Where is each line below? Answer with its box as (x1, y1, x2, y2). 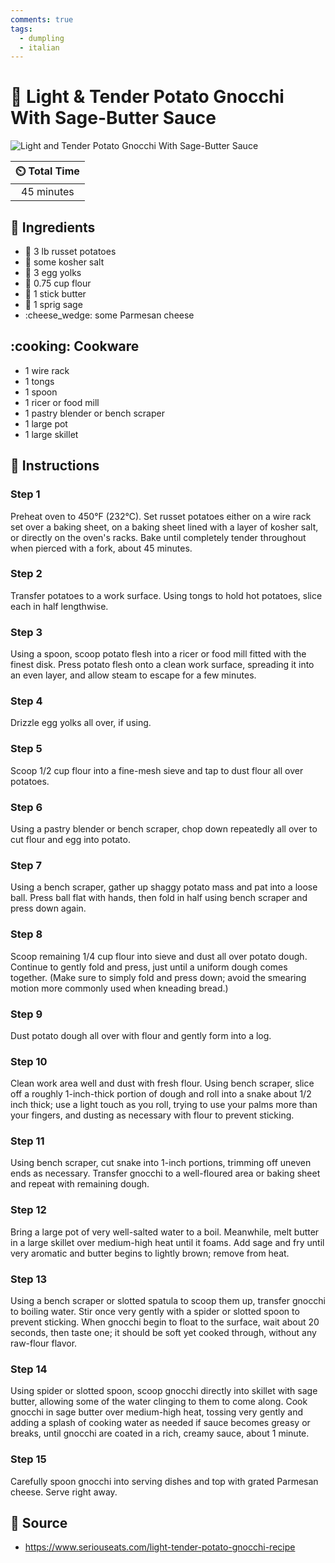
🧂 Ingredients (10, 219, 96, 236)
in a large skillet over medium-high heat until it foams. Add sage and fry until (10, 1236, 325, 1248)
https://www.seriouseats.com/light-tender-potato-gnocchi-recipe (24, 1541, 296, 1553)
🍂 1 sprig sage (24, 299, 83, 310)
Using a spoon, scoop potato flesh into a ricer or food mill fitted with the (10, 648, 307, 660)
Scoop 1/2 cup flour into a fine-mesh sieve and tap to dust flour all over (10, 764, 304, 776)
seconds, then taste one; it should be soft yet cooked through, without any (10, 1327, 317, 1339)
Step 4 (10, 694, 43, 708)
